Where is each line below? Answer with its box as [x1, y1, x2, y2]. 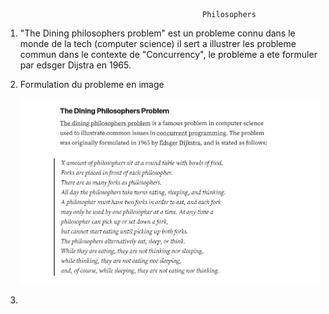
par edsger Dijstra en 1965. [19, 59, 132, 71]
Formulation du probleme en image [19, 79, 165, 90]
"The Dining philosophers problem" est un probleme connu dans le [19, 27, 296, 39]
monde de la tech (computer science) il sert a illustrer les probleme [19, 38, 297, 49]
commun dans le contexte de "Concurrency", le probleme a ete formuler [19, 49, 318, 60]
